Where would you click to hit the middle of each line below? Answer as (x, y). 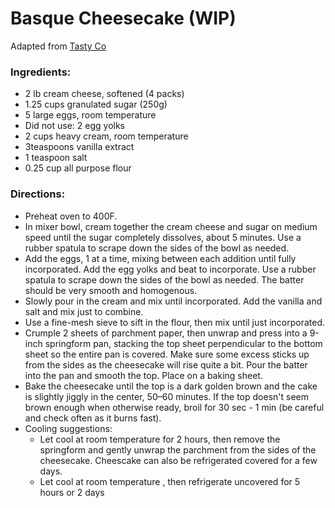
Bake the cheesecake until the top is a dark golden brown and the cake (171, 386)
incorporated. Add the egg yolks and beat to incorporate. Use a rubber (170, 269)
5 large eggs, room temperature (90, 115)
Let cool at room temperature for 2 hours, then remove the (160, 439)
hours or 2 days (72, 492)
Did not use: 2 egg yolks (74, 126)
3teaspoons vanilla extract (79, 147)
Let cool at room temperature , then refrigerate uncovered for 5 (170, 481)
